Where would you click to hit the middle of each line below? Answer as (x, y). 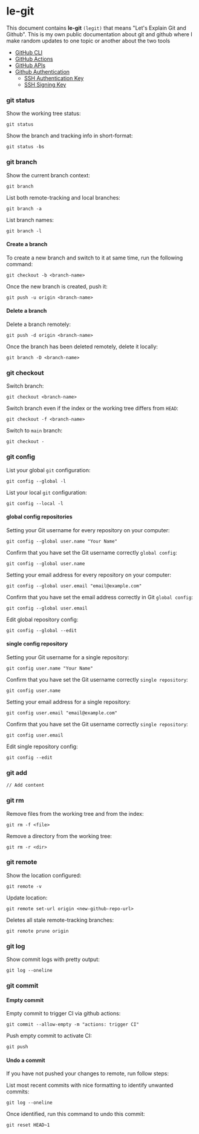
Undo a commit (26, 1060)
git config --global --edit (42, 630)
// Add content (25, 785)
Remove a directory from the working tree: (59, 836)
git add (17, 772)
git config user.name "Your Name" (50, 668)
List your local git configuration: (47, 492)
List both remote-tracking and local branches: (64, 197)
